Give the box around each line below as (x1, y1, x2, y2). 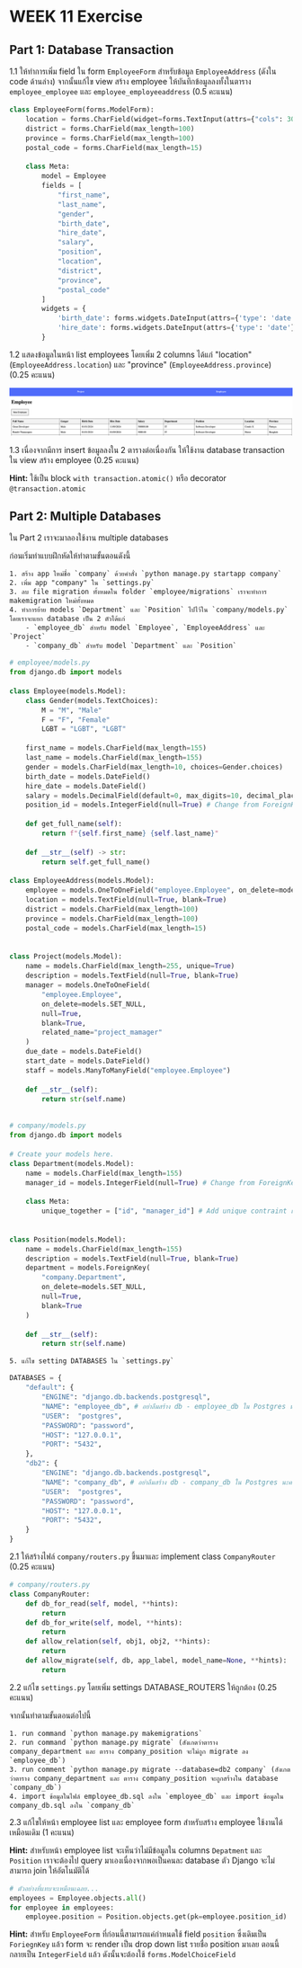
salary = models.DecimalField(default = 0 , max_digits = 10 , (25, 791, 244, 800)
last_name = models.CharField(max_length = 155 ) (25, 753, 203, 762)
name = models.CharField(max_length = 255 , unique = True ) (25, 962, 235, 971)
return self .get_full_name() (41, 857, 151, 867)
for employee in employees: (9, 1903, 115, 1912)
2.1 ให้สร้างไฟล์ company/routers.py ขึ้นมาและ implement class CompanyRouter (9, 1551, 276, 1562)
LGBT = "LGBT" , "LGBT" (41, 725, 127, 734)
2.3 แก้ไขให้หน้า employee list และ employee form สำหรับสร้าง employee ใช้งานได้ (9, 1816, 283, 1827)
